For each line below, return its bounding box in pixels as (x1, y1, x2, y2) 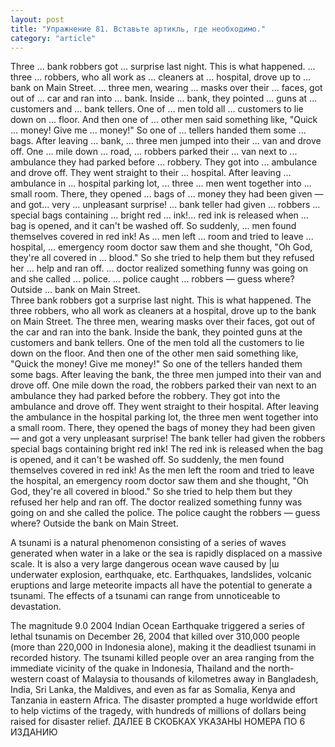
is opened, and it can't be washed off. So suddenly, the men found (10, 454, 285, 466)
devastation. (10, 601, 62, 613)
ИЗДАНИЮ (10, 726, 58, 738)
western (10, 673, 45, 685)
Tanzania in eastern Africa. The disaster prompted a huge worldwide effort (10, 694, 318, 706)
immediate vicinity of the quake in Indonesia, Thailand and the (10, 662, 266, 675)
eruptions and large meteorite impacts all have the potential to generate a (10, 579, 313, 591)
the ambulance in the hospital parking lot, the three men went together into (10, 411, 319, 423)
